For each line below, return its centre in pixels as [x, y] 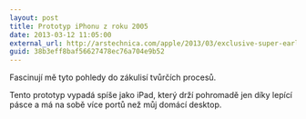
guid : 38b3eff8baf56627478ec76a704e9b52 [87, 52]
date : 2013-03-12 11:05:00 [61, 35]
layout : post [34, 18]
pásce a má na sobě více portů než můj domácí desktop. [116, 104]
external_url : [36, 43]
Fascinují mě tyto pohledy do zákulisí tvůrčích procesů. [113, 77]
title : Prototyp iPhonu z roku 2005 [79, 26]
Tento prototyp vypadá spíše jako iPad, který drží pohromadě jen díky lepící [151, 95]
